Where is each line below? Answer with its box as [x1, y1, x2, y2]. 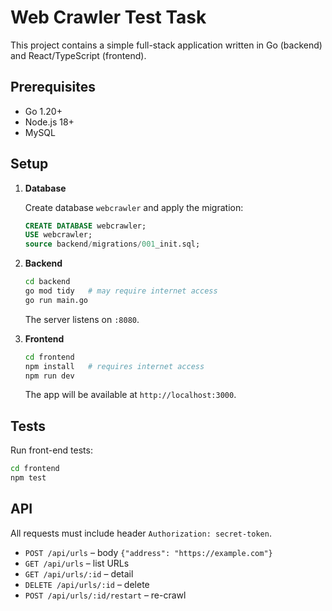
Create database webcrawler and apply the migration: [24, 201, 244, 213]
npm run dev [24, 371, 75, 381]
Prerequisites [10, 79, 96, 96]
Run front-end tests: [10, 444, 93, 456]
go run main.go [24, 295, 89, 305]
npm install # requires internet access [24, 361, 205, 371]
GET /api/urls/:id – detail [24, 567, 134, 580]
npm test [10, 473, 47, 483]
